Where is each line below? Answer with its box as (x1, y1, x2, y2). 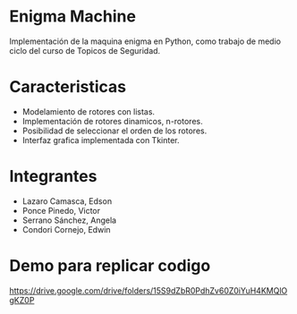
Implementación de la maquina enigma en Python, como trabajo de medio (9, 36, 282, 47)
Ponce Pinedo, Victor (21, 205, 101, 216)
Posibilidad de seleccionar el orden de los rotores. (21, 125, 208, 136)
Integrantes (9, 166, 98, 187)
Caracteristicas (9, 77, 127, 98)
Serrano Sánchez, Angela (21, 215, 117, 225)
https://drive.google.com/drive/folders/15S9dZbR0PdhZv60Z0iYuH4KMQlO (9, 284, 288, 296)
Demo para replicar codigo (9, 256, 211, 276)
